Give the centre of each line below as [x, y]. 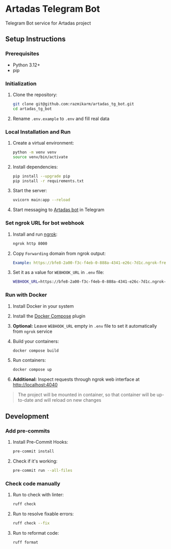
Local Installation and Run [38, 132]
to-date [26, 400]
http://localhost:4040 [35, 385]
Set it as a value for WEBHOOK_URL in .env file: [58, 272]
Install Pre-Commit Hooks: [40, 442]
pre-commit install [33, 451]
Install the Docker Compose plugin [49, 316]
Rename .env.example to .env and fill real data [61, 119]
